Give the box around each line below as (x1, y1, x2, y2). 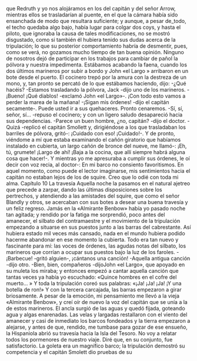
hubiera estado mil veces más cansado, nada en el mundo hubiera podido (6, 230, 185, 237)
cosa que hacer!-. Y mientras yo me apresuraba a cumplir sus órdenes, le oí (6, 155, 190, 162)
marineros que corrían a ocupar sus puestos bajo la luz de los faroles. (6, 249, 175, 255)
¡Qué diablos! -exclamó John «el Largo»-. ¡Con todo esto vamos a (26, 92, 186, 99)
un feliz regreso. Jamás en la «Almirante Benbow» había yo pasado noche (6, 205, 186, 212)
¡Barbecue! (6, 255, 33, 262)
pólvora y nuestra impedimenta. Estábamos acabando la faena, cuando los (6, 61, 187, 68)
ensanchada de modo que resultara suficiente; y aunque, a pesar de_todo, (6, 18, 186, 24)
